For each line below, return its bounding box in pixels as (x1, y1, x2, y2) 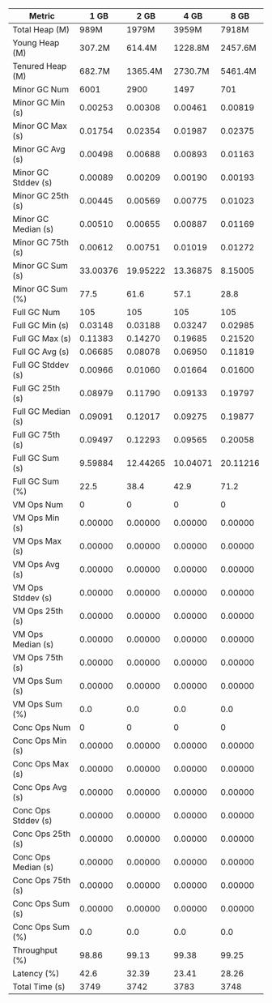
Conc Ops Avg (12, 782, 67, 792)
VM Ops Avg (12, 559, 61, 570)
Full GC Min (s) (12, 320, 70, 331)
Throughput (12, 945, 58, 955)
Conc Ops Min (12, 735, 67, 746)
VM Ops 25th (12, 605, 64, 617)
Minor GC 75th (12, 237, 70, 248)
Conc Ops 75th (12, 875, 71, 886)
